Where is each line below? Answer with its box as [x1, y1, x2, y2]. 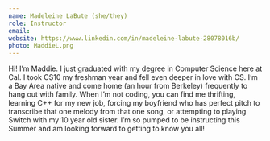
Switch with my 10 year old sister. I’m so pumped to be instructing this [8, 115, 240, 125]
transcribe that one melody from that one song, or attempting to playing [8, 106, 247, 117]
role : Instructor [8, 19, 67, 27]
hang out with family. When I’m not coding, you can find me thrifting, [8, 89, 236, 99]
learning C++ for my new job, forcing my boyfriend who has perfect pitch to [8, 98, 260, 108]
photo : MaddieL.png [8, 42, 74, 50]
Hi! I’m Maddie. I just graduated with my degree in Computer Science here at [8, 64, 263, 73]
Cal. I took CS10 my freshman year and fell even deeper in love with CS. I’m [8, 73, 258, 82]
